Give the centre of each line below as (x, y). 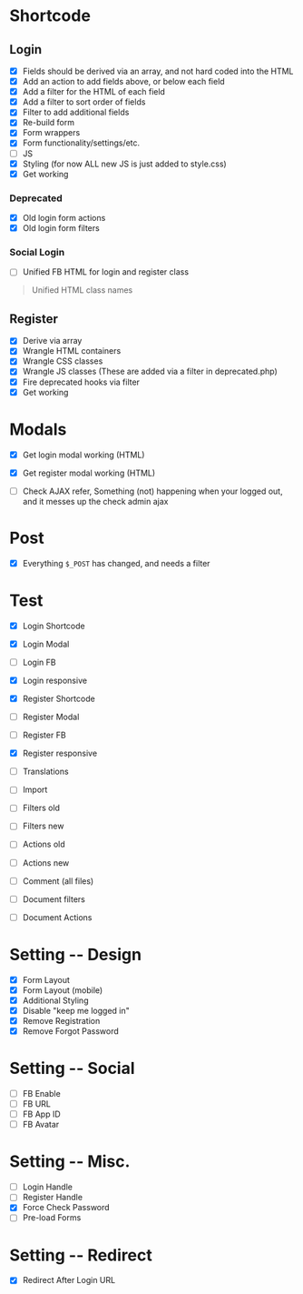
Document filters (54, 899)
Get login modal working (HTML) (83, 455)
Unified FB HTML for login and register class (105, 272)
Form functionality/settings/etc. (81, 143)
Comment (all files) (58, 881)
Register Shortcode (59, 698)
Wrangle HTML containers (72, 351)
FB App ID (41, 1114)
